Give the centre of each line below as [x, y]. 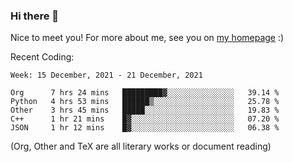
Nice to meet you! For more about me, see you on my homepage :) [147, 38]
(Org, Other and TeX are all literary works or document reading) [141, 146]
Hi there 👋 [35, 16]
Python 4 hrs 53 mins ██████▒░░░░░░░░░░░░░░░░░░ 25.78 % [145, 102]
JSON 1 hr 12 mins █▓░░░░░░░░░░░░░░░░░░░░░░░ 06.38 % [145, 128]
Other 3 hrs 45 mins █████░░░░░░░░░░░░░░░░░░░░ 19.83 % [145, 110]
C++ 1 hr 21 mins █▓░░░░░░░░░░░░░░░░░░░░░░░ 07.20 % [145, 119]
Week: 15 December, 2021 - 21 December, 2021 [106, 75]
